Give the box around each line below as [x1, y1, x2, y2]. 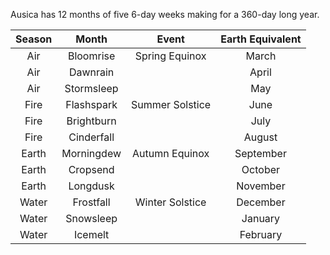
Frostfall [72, 195, 111, 209]
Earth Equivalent [220, 32, 302, 46]
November [236, 179, 286, 193]
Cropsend [68, 163, 115, 176]
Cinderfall [68, 130, 115, 144]
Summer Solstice [131, 98, 212, 111]
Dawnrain [68, 65, 115, 79]
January [241, 212, 281, 225]
